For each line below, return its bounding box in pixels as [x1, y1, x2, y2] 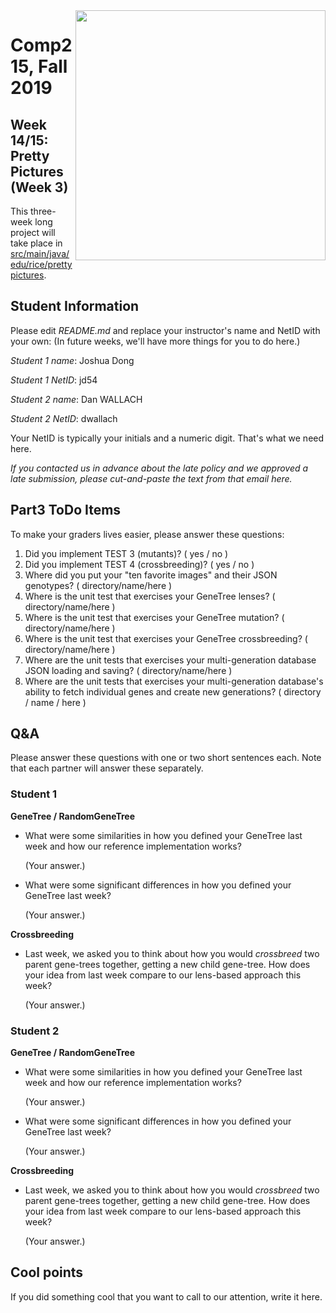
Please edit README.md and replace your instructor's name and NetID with [10, 324, 321, 336]
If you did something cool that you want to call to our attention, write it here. [10, 1290, 323, 1303]
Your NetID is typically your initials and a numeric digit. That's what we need [10, 432, 325, 444]
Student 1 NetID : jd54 [10, 374, 98, 386]
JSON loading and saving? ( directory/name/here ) [24, 664, 233, 676]
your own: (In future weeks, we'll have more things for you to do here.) [10, 335, 301, 347]
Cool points [10, 1264, 84, 1281]
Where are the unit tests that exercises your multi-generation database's [24, 675, 324, 687]
